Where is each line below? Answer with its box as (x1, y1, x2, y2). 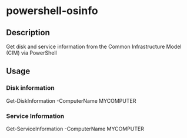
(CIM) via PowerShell (6, 49, 57, 56)
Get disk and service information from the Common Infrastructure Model (6, 43, 182, 50)
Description (6, 28, 50, 38)
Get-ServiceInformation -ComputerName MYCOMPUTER (6, 125, 144, 132)
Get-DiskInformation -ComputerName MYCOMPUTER (6, 97, 136, 104)
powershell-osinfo (6, 4, 98, 18)
